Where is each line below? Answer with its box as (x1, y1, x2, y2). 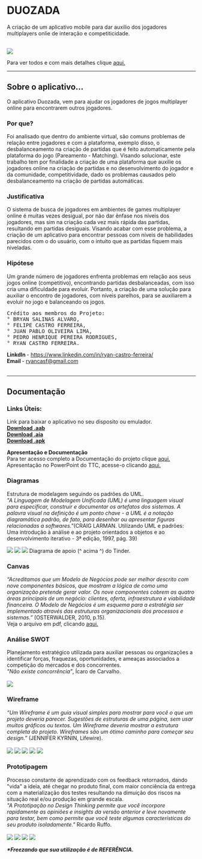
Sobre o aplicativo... (7, 82, 84, 92)
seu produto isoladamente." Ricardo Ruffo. (7, 821, 112, 828)
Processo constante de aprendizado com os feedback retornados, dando (7, 776, 188, 784)
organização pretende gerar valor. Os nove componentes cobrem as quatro (7, 588, 195, 595)
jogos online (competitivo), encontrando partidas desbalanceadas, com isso (7, 279, 195, 286)
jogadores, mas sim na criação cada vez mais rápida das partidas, (7, 219, 170, 226)
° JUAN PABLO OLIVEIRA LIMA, (7, 328, 92, 334)
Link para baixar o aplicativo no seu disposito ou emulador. (7, 418, 152, 425)
